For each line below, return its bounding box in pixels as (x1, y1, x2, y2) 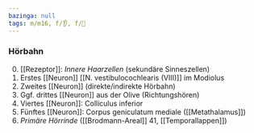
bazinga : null (8, 11, 56, 20)
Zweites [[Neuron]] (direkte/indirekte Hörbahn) (19, 81, 176, 91)
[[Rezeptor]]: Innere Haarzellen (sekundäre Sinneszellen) (19, 64, 210, 73)
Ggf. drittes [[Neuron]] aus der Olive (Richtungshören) (19, 89, 200, 99)
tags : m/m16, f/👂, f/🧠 (8, 19, 86, 27)
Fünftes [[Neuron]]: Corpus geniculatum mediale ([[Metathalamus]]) (19, 106, 246, 117)
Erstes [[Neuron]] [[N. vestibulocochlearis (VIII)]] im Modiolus (19, 73, 225, 82)
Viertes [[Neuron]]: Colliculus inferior (19, 98, 144, 108)
